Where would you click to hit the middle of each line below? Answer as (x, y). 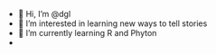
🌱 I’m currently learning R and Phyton (87, 33)
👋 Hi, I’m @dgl (44, 14)
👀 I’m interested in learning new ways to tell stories (113, 23)
